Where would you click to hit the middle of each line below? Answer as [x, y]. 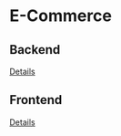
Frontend [36, 100]
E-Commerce [60, 16]
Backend [35, 50]
